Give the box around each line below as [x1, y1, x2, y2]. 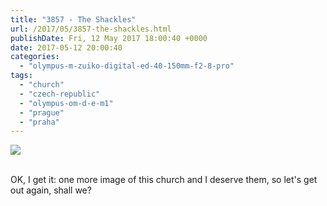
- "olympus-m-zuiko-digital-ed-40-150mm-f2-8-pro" [19, 61, 235, 71]
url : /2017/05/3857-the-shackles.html [10, 24, 172, 34]
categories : [10, 52, 60, 62]
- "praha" [19, 117, 60, 127]
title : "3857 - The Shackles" [10, 14, 137, 25]
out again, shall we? [10, 184, 92, 196]
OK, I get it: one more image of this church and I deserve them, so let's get [10, 174, 318, 186]
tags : [10, 71, 33, 81]
